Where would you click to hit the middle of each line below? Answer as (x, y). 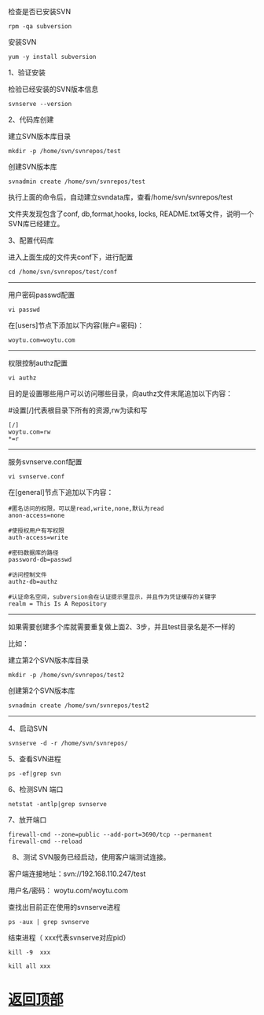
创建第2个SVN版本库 (42, 691)
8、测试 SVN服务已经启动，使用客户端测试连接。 (91, 857)
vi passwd (24, 310)
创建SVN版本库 (33, 167)
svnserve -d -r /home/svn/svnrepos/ (68, 743)
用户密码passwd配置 (42, 295)
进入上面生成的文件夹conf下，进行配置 (71, 257)
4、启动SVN (28, 728)
